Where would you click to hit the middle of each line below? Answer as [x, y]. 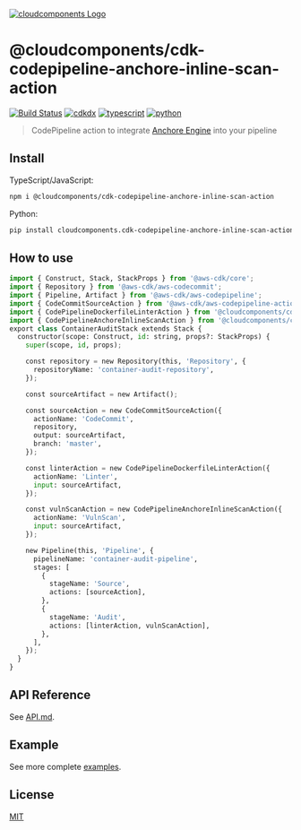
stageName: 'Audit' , [87, 617]
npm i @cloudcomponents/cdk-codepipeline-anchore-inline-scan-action [142, 196]
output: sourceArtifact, [79, 436]
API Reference [50, 695]
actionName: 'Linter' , [75, 476]
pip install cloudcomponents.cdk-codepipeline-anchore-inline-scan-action [152, 230]
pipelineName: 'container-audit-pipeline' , [116, 559]
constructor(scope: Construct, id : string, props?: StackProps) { [144, 337]
